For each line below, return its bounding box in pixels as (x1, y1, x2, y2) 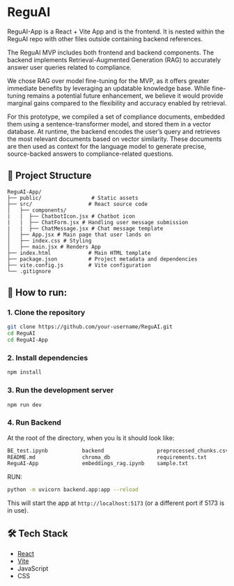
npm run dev (7, 401, 42, 409)
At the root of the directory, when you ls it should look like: (7, 434, 175, 442)
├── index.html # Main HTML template (7, 249, 151, 256)
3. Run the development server (7, 386, 114, 395)
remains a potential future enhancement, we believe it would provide (26, 91, 224, 100)
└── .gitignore (7, 268, 52, 274)
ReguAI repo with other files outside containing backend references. (7, 34, 203, 43)
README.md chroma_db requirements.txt (7, 453, 208, 461)
